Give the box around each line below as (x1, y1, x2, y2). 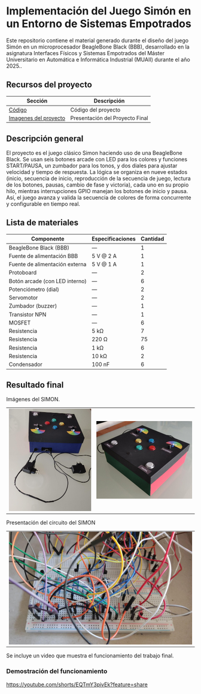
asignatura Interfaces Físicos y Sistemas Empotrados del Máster (6, 49, 165, 56)
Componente (31, 235, 65, 242)
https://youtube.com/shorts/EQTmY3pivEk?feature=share (6, 681, 148, 688)
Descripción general (6, 133, 84, 143)
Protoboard (8, 269, 37, 277)
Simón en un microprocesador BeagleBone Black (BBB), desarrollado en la (6, 43, 190, 50)
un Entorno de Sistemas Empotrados (6, 17, 191, 31)
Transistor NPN (8, 311, 47, 318)
